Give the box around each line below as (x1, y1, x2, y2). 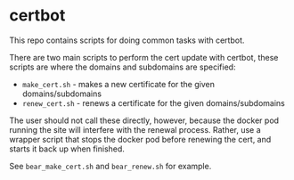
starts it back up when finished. (9, 143, 125, 154)
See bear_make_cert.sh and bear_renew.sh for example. (9, 160, 212, 171)
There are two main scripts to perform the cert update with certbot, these (9, 52, 279, 62)
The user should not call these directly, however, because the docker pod (9, 115, 279, 126)
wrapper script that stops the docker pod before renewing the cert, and (9, 134, 272, 144)
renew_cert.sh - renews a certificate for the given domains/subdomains (21, 97, 285, 108)
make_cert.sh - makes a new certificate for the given (21, 78, 216, 89)
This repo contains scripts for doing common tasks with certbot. (9, 35, 245, 45)
